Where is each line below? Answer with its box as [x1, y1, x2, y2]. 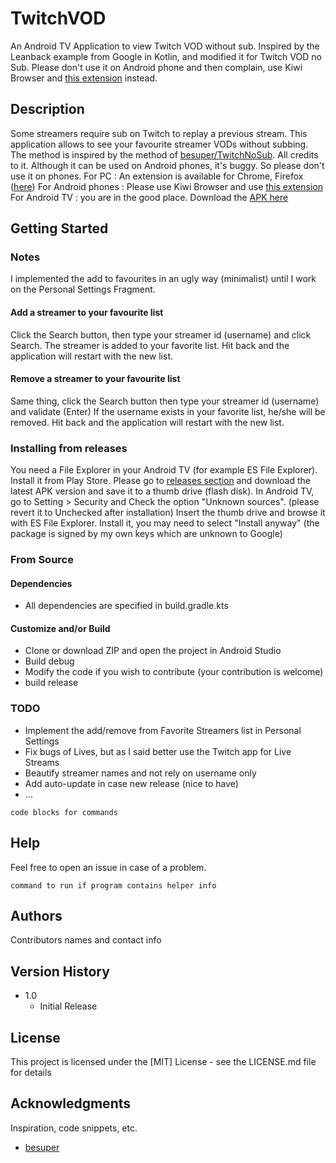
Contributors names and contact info [10, 934, 162, 946]
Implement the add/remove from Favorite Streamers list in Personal [24, 724, 302, 736]
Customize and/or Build [10, 622, 111, 634]
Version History [10, 963, 110, 980]
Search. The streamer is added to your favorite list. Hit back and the [10, 339, 290, 351]
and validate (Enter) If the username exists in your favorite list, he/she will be [10, 405, 326, 417]
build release [24, 677, 79, 689]
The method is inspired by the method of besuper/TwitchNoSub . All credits [10, 148, 319, 161]
